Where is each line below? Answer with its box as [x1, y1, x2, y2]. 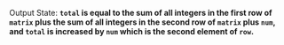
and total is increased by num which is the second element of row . [9, 26, 255, 36]
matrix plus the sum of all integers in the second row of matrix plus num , [9, 17, 276, 27]
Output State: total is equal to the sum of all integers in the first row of [9, 8, 272, 18]
